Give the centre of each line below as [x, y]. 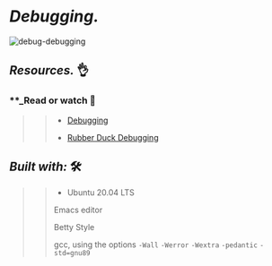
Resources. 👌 [49, 70]
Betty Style [74, 227]
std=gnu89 [72, 253]
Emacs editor [78, 210]
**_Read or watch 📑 [53, 100]
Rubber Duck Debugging [113, 137]
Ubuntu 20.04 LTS [101, 193]
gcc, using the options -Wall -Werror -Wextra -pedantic [156, 245]
